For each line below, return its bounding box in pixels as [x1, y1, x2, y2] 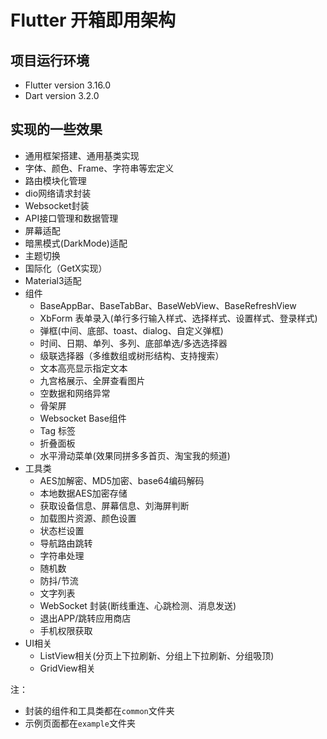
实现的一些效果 [10, 121, 103, 138]
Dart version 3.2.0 [24, 90, 100, 101]
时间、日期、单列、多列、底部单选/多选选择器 [39, 337, 228, 349]
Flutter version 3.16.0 [24, 79, 112, 91]
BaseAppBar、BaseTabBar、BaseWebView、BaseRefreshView [39, 299, 297, 311]
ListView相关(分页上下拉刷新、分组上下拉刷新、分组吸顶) [39, 649, 275, 661]
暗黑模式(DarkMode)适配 [24, 237, 128, 249]
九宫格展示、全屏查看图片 [39, 374, 146, 386]
